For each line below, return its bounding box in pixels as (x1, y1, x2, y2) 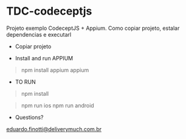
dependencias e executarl (6, 30, 72, 38)
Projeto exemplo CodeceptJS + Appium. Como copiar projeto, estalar (6, 24, 180, 32)
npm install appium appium (21, 66, 89, 74)
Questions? (15, 113, 44, 121)
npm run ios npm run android (21, 102, 94, 109)
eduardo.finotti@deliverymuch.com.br (6, 125, 102, 132)
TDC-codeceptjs (6, 4, 92, 18)
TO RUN (15, 78, 36, 85)
